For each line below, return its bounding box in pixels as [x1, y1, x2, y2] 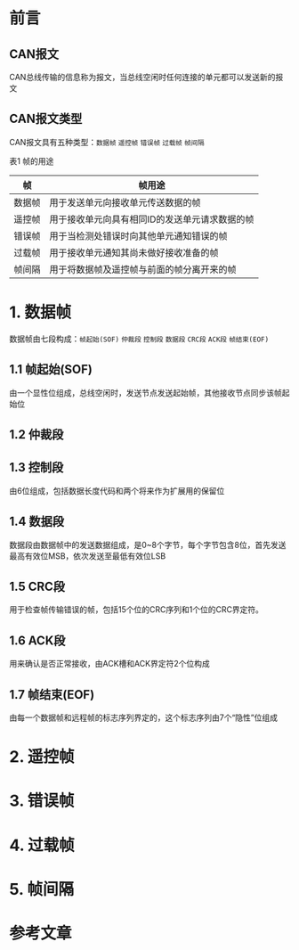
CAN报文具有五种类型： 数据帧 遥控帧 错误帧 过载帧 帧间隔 [9, 136, 205, 147]
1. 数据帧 [9, 302, 72, 322]
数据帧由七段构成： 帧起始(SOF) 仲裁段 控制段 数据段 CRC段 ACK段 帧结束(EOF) [9, 333, 270, 344]
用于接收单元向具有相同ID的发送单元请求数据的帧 [49, 213, 255, 225]
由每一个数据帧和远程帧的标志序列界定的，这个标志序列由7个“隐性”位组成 [9, 712, 279, 723]
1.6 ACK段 [9, 633, 66, 648]
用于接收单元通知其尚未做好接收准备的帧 [49, 246, 220, 258]
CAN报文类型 [9, 111, 83, 127]
